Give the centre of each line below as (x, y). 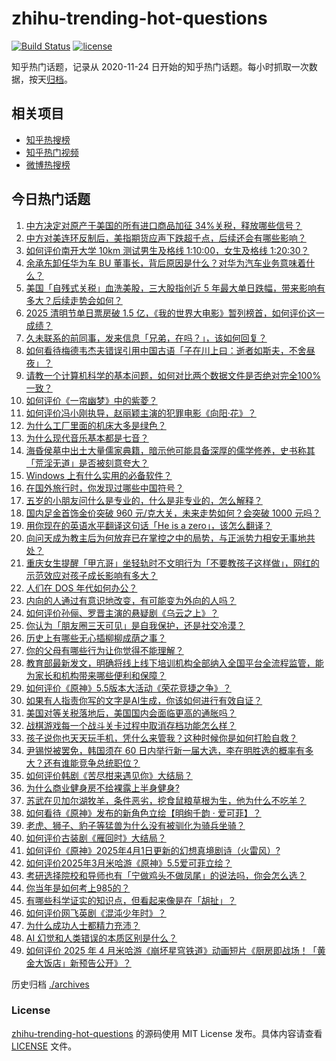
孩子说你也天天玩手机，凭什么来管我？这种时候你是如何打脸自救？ (161, 738)
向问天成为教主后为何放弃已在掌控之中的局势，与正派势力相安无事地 (166, 538)
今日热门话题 (51, 199)
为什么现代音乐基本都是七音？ (87, 438)
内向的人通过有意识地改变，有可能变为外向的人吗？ (131, 600)
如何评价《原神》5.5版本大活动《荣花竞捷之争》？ (128, 688)
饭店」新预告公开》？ (87, 963)
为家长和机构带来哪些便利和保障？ (96, 675)
